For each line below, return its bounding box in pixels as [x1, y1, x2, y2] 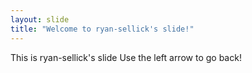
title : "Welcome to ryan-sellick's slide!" [10, 24, 195, 34]
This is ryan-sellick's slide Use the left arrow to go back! [10, 51, 242, 63]
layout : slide [10, 14, 70, 25]
